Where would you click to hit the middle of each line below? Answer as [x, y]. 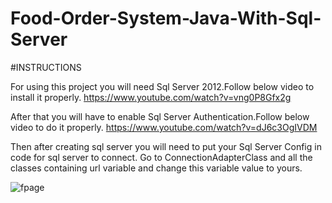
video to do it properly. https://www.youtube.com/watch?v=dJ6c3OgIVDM [164, 127]
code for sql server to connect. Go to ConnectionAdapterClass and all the [161, 157]
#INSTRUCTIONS [46, 67]
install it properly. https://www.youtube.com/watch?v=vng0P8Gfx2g [151, 97]
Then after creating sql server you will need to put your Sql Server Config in [166, 146]
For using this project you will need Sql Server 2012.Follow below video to [162, 86]
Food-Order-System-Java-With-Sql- [166, 18]
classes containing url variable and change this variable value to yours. [156, 168]
